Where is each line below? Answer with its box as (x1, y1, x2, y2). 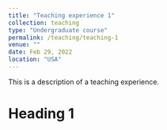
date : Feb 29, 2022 (8, 48, 73, 56)
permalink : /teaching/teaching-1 (8, 33, 119, 42)
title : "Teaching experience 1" (8, 11, 115, 20)
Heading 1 (8, 105, 75, 123)
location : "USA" (8, 56, 62, 64)
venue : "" (8, 41, 41, 49)
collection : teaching (8, 19, 80, 27)
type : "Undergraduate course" (8, 26, 108, 34)
